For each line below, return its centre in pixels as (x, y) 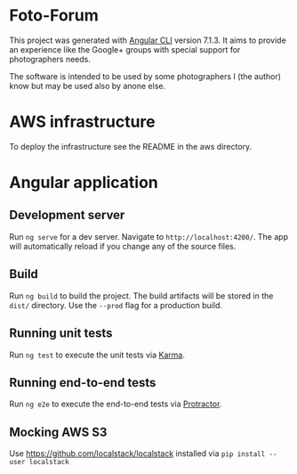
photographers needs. (50, 59)
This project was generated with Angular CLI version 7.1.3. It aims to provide (148, 40)
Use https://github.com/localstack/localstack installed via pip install (137, 454)
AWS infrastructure (82, 122)
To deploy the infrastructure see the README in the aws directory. (131, 146)
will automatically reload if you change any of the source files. (123, 246)
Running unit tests (61, 334)
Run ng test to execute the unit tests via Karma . (97, 355)
